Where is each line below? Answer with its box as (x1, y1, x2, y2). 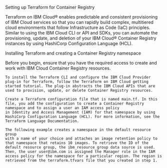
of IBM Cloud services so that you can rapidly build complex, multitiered (5, 19, 154, 25)
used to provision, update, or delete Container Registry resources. (5, 88, 153, 93)
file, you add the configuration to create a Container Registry (5, 101, 144, 106)
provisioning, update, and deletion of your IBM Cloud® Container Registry (5, 35, 156, 41)
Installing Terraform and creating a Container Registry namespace (5, 50, 141, 56)
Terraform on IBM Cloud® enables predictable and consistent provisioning (5, 14, 158, 19)
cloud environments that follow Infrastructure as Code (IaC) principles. (5, 24, 150, 30)
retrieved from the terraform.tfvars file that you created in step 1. (5, 158, 157, 163)
